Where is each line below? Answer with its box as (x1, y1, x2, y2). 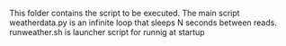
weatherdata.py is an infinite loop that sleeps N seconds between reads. (9, 17, 277, 28)
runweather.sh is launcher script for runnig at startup (9, 27, 205, 37)
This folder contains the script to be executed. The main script (9, 8, 240, 18)
